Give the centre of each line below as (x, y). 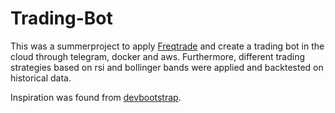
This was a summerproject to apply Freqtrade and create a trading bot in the (167, 46)
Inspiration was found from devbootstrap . (96, 97)
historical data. (41, 78)
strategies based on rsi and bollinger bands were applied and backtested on (167, 67)
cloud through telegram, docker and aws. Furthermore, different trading (158, 56)
